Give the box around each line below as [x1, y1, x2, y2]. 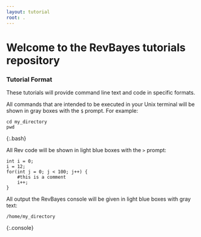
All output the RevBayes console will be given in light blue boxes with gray [6, 195, 191, 202]
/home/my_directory [6, 213, 56, 219]
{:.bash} [6, 135, 27, 142]
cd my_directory [6, 119, 47, 125]
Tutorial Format [6, 75, 53, 84]
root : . [6, 15, 26, 21]
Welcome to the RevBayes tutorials [6, 41, 186, 55]
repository [6, 53, 61, 67]
